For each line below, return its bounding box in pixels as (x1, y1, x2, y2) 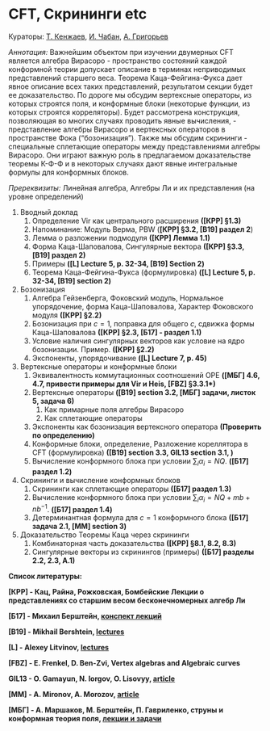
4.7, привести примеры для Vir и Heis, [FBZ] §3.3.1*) (31, 379, 216, 389)
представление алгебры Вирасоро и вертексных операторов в (8, 124, 226, 134)
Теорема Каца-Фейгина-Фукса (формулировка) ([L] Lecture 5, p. (31, 267, 255, 277)
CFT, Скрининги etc (8, 5, 147, 23)
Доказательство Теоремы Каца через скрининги (19, 530, 189, 540)
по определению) (31, 430, 95, 440)
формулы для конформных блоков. (8, 167, 129, 177)
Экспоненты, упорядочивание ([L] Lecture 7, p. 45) (31, 353, 207, 363)
